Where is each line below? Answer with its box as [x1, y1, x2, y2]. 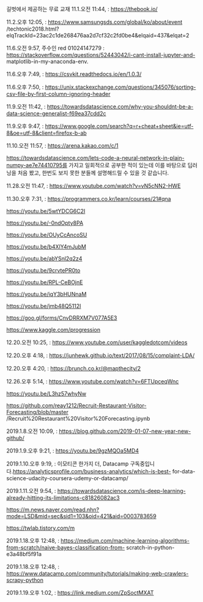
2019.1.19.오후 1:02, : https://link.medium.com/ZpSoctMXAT [6, 589, 154, 596]
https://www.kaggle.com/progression [6, 326, 101, 333]
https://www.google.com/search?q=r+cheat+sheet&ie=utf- [45, 122, 194, 130]
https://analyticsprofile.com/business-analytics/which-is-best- [12, 468, 171, 475]
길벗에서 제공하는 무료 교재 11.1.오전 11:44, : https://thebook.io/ [6, 6, 158, 12]
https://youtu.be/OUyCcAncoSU [6, 231, 87, 238]
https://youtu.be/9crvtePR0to [6, 267, 81, 274]
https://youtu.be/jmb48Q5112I [6, 303, 81, 309]
